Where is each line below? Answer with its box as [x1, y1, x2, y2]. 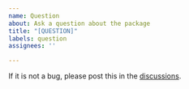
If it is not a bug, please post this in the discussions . [8, 71, 182, 81]
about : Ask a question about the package [8, 19, 151, 28]
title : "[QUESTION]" [8, 27, 79, 35]
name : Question [8, 11, 60, 20]
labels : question [8, 34, 67, 43]
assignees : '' [8, 42, 57, 50]
